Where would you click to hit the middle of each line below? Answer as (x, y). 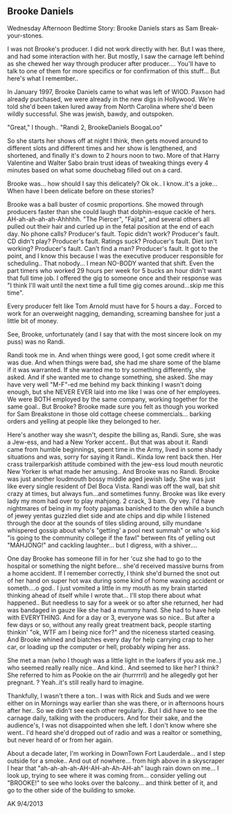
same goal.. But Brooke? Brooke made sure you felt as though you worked (113, 406)
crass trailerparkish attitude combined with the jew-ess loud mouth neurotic (115, 464)
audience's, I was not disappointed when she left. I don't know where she (112, 725)
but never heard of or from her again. (60, 740)
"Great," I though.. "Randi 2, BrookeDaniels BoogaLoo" (85, 127)
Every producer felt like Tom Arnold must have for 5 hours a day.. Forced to (115, 306)
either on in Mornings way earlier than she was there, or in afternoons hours (116, 703)
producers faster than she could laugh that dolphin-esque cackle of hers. (112, 211)
